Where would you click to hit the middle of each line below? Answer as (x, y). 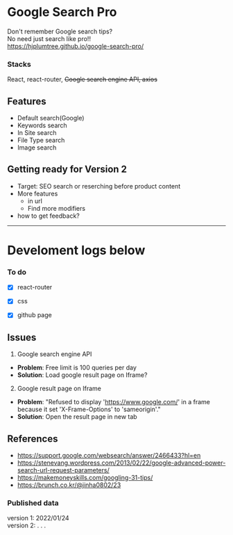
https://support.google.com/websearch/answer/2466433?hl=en (109, 456)
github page (34, 315)
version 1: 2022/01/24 (38, 518)
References (33, 439)
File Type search (41, 141)
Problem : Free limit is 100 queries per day (77, 368)
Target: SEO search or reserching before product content (99, 186)
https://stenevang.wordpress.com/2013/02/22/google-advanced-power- (121, 463)
